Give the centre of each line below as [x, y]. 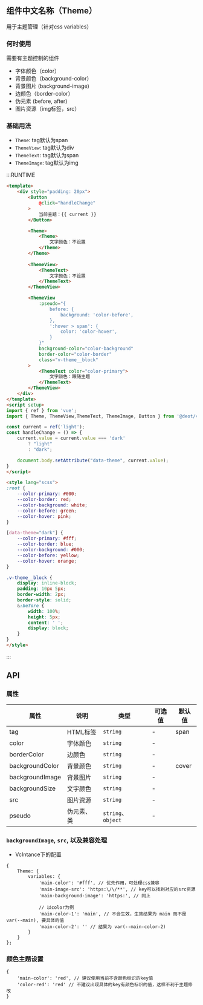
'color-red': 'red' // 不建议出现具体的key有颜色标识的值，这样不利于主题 [103, 985]
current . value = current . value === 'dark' [71, 438]
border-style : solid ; [44, 600]
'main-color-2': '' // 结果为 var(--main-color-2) [102, 927]
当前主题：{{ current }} [67, 214]
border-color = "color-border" [75, 354]
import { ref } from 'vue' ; [42, 410]
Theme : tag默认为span [41, 140]
